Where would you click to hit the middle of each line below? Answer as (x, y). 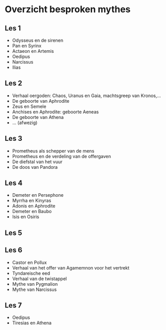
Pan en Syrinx (27, 46)
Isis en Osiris (25, 217)
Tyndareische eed (31, 273)
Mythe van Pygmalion (35, 284)
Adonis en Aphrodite (34, 206)
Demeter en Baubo (32, 212)
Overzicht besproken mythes (68, 9)
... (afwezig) (25, 123)
